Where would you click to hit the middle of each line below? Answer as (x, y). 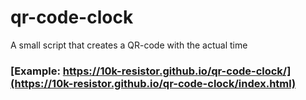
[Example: (35, 71)
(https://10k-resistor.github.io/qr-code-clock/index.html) (153, 83)
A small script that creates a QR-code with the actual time (129, 45)
